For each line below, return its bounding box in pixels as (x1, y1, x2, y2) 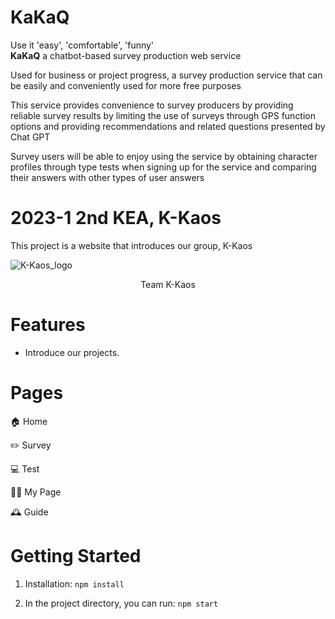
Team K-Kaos (140, 278, 196, 290)
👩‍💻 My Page (10, 486, 62, 498)
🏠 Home (10, 415, 48, 427)
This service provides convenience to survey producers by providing (10, 99, 294, 111)
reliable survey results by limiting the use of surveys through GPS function (10, 109, 317, 121)
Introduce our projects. (24, 346, 120, 358)
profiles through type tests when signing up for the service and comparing (10, 161, 317, 173)
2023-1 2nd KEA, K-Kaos (10, 207, 222, 230)
